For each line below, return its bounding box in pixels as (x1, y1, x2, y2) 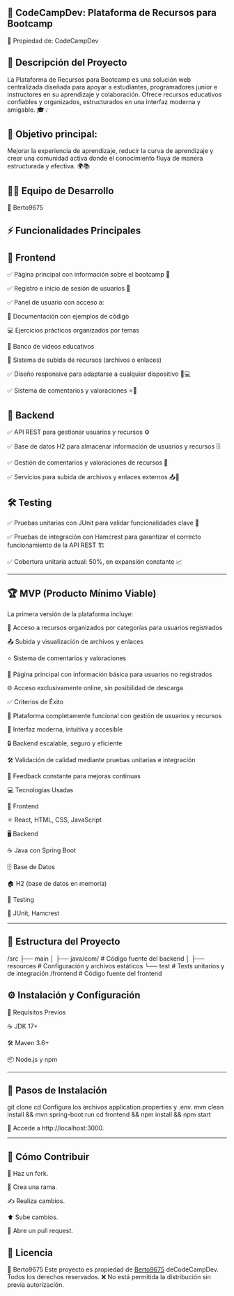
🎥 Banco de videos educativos (7, 342, 95, 351)
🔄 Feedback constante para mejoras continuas (7, 771, 141, 780)
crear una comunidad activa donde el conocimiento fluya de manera (7, 154, 203, 163)
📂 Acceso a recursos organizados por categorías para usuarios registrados (7, 623, 223, 632)
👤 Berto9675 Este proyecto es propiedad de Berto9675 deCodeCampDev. (7, 1265, 219, 1274)
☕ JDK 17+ (7, 1021, 38, 1031)
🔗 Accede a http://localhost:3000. (7, 1124, 104, 1133)
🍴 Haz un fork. (7, 1170, 49, 1178)
